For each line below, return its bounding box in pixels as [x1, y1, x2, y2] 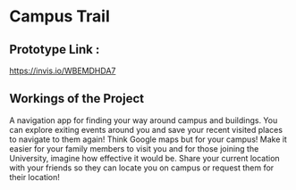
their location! [9, 171, 61, 182]
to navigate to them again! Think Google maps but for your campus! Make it [9, 134, 288, 145]
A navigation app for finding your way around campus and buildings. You [9, 114, 278, 126]
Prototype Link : [9, 42, 100, 57]
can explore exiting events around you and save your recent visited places [9, 124, 283, 135]
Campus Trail [9, 6, 110, 27]
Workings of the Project [9, 91, 145, 106]
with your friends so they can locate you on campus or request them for [9, 162, 275, 173]
